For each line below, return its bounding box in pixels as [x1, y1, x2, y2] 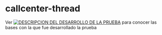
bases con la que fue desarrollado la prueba [5, 24, 97, 30]
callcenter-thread [5, 3, 80, 14]
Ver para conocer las [5, 19, 157, 25]
